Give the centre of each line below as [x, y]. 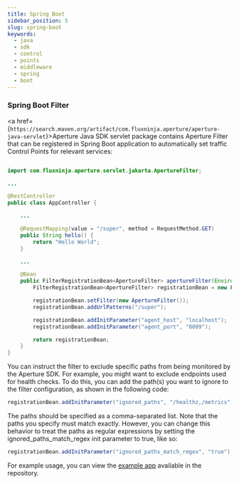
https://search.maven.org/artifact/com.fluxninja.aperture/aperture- [115, 129]
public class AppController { [52, 203]
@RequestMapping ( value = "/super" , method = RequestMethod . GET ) [117, 229]
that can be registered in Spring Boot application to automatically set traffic [117, 143]
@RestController [31, 196]
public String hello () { [57, 235]
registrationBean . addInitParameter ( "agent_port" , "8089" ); [122, 327]
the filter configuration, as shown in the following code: [88, 389]
